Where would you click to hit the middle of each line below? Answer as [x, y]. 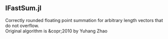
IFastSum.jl [23, 8]
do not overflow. [22, 25]
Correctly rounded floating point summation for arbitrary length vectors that [84, 20]
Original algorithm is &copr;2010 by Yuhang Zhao [56, 31]
